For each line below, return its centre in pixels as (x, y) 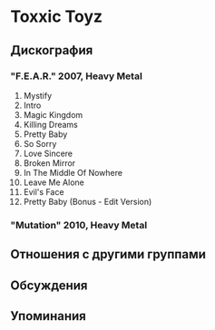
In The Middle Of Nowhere (73, 172)
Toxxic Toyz (57, 17)
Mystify (38, 95)
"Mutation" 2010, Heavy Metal (79, 225)
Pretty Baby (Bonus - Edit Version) (88, 201)
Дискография (52, 50)
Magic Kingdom (53, 114)
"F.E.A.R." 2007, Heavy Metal (77, 76)
